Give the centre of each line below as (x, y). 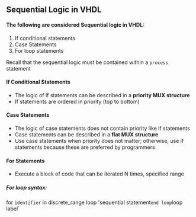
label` (13, 209)
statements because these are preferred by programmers (85, 147)
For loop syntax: (27, 187)
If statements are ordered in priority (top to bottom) (77, 101)
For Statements (25, 161)
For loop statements (39, 50)
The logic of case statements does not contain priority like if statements (102, 128)
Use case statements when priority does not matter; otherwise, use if (99, 141)
